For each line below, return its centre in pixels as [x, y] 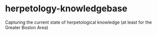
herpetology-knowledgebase [66, 9]
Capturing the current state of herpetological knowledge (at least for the [78, 22]
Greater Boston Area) [27, 27]
